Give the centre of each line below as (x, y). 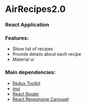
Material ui (23, 59)
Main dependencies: (31, 72)
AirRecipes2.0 (36, 9)
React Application (27, 25)
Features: (17, 38)
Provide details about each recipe (47, 54)
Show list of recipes (33, 49)
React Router (26, 94)
